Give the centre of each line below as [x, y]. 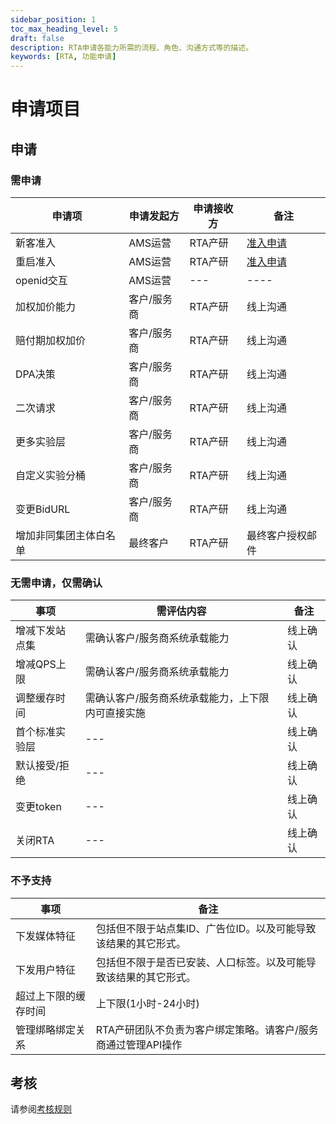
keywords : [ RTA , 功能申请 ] [63, 57]
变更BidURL [43, 509]
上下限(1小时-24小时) [147, 1003]
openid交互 [41, 280]
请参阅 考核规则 [41, 1109]
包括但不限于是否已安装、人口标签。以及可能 [201, 962]
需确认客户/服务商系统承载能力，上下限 [177, 698]
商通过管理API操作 [139, 1044]
